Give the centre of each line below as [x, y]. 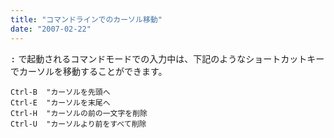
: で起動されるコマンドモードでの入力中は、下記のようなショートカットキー [167, 58]
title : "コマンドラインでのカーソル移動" [86, 19]
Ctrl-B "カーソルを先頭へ [60, 92]
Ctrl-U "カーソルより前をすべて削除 [78, 124]
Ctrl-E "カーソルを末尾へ [60, 102]
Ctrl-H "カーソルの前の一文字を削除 [79, 113]
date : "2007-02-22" [51, 29]
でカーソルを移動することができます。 [89, 71]
